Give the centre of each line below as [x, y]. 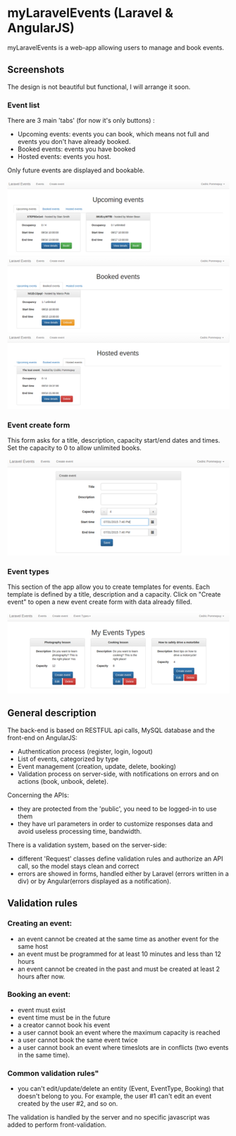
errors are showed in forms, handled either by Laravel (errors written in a [123, 873]
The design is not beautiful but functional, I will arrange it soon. [99, 87]
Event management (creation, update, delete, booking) [97, 766]
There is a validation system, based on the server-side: [87, 844]
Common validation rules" [53, 1073]
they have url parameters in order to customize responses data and [115, 823]
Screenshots [36, 70]
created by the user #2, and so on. [68, 1104]
